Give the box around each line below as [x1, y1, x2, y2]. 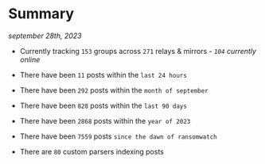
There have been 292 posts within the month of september [19, 85, 208, 95]
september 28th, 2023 [8, 31, 82, 40]
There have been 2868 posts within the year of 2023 [19, 116, 191, 125]
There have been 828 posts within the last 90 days [19, 101, 187, 110]
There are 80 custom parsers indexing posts [19, 147, 165, 156]
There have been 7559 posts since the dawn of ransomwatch [19, 132, 217, 141]
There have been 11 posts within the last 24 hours [19, 70, 187, 79]
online [19, 55, 41, 64]
